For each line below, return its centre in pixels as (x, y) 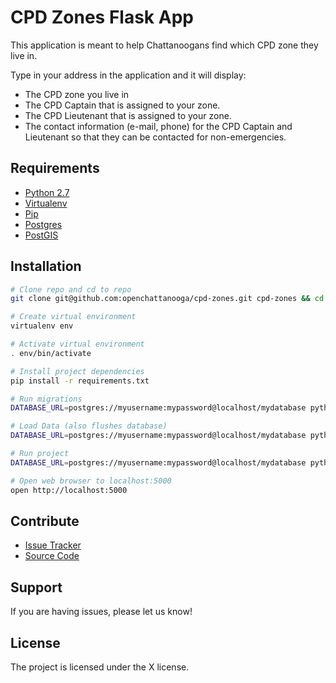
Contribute (45, 521)
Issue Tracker (53, 545)
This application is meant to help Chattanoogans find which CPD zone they (164, 45)
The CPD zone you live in (77, 94)
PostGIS (41, 235)
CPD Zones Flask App (102, 17)
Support (36, 587)
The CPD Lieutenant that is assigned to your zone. (128, 115)
